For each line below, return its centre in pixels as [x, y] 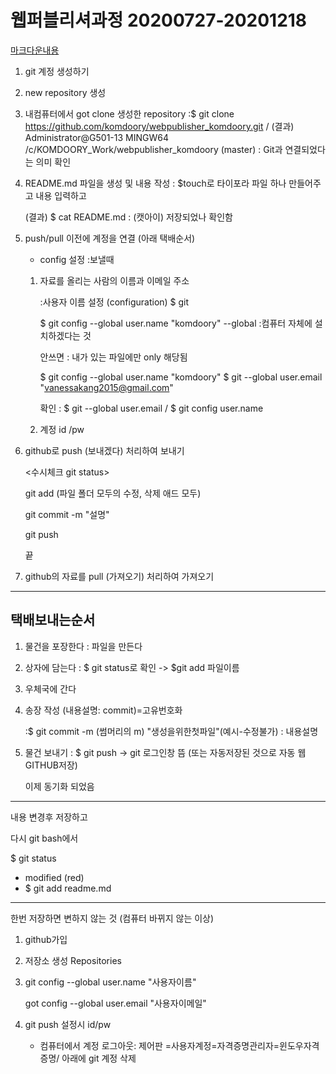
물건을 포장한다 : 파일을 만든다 [83, 646]
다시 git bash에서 [44, 838]
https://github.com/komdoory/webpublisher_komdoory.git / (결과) [159, 126]
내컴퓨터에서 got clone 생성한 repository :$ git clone [129, 113]
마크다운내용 [35, 50]
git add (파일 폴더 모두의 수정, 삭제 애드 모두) [113, 493]
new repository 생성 [65, 92]
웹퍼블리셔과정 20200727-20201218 [159, 20]
